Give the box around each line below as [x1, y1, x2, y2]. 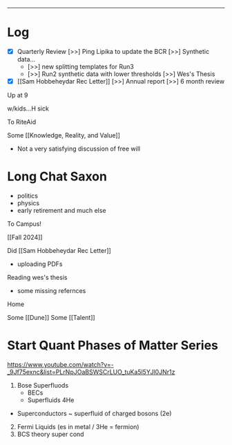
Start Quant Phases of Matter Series [7, 338, 219, 353]
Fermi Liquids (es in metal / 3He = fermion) [17, 422, 139, 430]
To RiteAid [7, 118, 37, 126]
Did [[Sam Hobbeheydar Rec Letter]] [7, 247, 112, 254]
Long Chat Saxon [7, 169, 107, 184]
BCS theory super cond [17, 430, 84, 438]
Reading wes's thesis [7, 274, 68, 281]
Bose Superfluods [17, 381, 69, 389]
